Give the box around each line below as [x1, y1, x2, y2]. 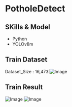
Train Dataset [5, 55, 48, 64]
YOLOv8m [12, 41, 34, 47]
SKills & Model [5, 23, 50, 31]
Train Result [5, 83, 43, 92]
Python [12, 36, 27, 42]
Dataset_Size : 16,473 [5, 68, 49, 74]
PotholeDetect [5, 3, 66, 14]
